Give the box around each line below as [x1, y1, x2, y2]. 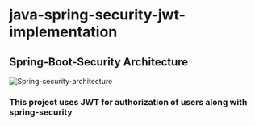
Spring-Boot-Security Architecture [9, 55, 189, 69]
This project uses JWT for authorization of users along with [9, 96, 248, 107]
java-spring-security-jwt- [9, 6, 186, 24]
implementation [9, 23, 118, 41]
